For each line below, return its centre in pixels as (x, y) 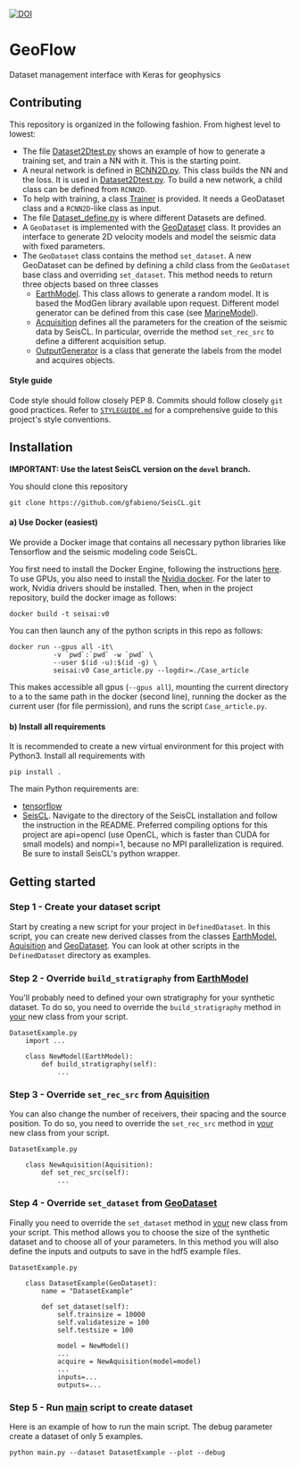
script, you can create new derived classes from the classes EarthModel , (143, 936)
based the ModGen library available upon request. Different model (157, 303)
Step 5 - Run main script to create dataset (101, 1407)
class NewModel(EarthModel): (79, 1057)
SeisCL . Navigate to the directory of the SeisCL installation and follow (150, 816)
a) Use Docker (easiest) (54, 522)
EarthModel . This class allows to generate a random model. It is (152, 293)
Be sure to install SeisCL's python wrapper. (101, 854)
